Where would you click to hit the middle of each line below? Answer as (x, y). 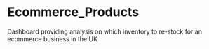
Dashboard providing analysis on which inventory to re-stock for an (104, 31)
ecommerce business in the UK (53, 38)
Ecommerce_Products (73, 12)
